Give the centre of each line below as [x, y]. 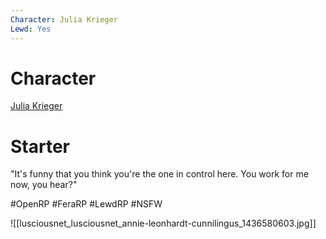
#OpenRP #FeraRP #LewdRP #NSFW [86, 204]
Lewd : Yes [31, 29]
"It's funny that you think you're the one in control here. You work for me [159, 174]
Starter [40, 146]
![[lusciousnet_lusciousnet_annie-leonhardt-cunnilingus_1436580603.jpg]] [163, 223]
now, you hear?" [44, 185]
